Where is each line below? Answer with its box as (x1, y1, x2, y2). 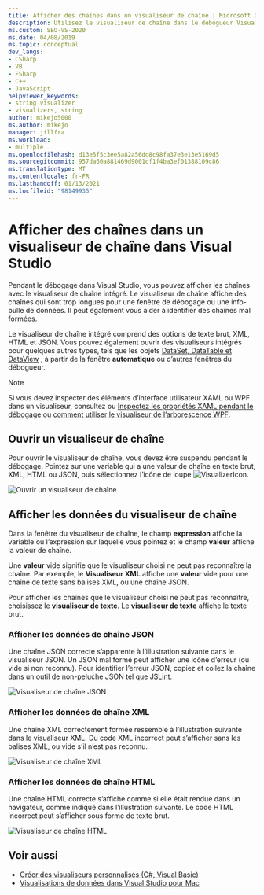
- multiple (8, 143, 44, 151)
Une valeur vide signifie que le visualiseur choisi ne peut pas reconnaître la (8, 561, 252, 570)
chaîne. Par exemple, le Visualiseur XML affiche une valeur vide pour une (8, 569, 249, 579)
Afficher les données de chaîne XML (8, 707, 150, 718)
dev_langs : (8, 48, 44, 56)
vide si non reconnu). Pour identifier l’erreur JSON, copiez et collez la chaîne (8, 664, 256, 673)
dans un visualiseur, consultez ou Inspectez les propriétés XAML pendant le (8, 401, 254, 411)
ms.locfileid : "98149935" (8, 186, 93, 195)
